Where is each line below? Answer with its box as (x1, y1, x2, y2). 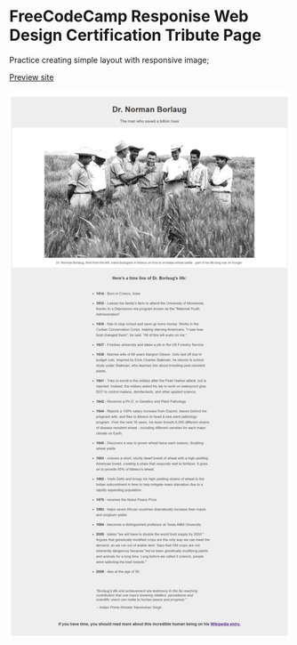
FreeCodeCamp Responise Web (9, 6, 249, 27)
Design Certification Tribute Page (9, 25, 262, 45)
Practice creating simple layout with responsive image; (9, 54, 210, 65)
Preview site (9, 71, 54, 82)
